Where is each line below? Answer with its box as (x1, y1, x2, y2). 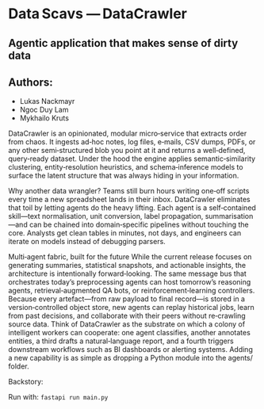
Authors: (8, 75, 53, 89)
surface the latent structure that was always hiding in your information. (8, 171, 239, 181)
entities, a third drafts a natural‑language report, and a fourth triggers (8, 336, 234, 346)
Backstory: (8, 377, 44, 387)
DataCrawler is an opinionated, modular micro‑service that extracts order (8, 128, 247, 139)
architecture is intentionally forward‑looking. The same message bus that (8, 269, 247, 278)
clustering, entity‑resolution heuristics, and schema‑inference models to (8, 162, 243, 172)
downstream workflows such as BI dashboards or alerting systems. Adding (8, 345, 254, 354)
